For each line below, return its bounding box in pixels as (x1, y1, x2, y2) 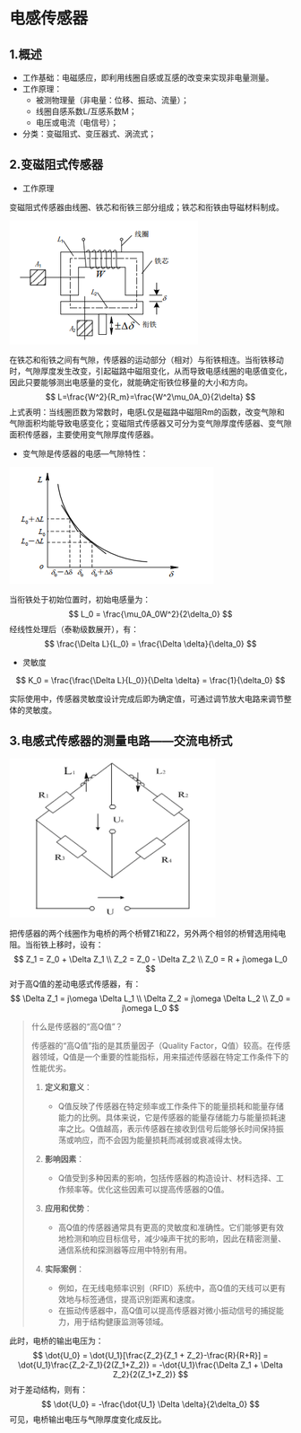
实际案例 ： (44, 1263, 85, 1274)
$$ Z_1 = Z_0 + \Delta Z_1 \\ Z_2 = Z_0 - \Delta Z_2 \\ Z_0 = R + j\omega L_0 (13, 954, 288, 964)
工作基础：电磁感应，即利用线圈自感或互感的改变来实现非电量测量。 (21, 73, 274, 83)
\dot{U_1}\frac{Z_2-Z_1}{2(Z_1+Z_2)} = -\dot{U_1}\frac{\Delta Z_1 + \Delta (17, 1359, 284, 1370)
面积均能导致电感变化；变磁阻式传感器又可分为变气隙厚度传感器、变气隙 (24, 418, 292, 428)
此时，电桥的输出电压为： (9, 1335, 104, 1346)
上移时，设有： (47, 939, 104, 950)
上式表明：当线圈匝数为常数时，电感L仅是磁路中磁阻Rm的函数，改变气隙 (9, 406, 278, 418)
